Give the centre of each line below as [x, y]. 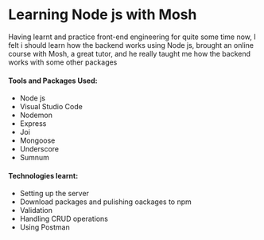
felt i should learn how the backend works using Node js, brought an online [131, 45]
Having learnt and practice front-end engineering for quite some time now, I [132, 37]
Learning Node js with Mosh [103, 15]
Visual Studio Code [51, 107]
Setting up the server [54, 194]
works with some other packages [63, 62]
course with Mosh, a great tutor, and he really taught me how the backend [130, 53]
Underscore [39, 149]
